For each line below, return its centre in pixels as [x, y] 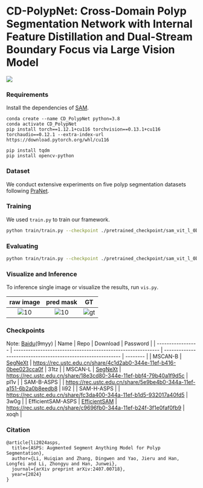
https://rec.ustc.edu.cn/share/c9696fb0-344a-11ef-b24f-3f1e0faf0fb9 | [95, 408]
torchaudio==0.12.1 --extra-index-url [55, 135]
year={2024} [27, 474]
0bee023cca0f [25, 369]
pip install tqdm [28, 151]
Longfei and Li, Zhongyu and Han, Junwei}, [62, 464]
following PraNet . [28, 190]
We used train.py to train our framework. [58, 220]
